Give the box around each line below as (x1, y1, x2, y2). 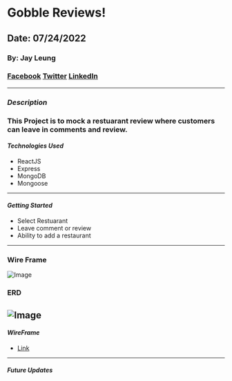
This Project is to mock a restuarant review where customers (7, 116, 215, 126)
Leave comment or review (17, 224, 92, 233)
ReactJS (17, 157, 41, 165)
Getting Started (7, 202, 53, 210)
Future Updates (7, 366, 53, 374)
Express (17, 164, 41, 173)
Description (7, 97, 48, 107)
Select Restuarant (17, 217, 68, 225)
